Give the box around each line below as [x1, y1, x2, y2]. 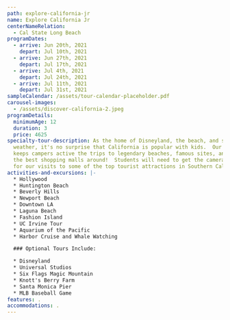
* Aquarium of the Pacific [13, 227, 90, 234]
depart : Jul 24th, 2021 [19, 73, 88, 81]
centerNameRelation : [7, 23, 66, 29]
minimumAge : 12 [13, 118, 57, 125]
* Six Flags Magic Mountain [13, 271, 94, 278]
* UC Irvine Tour [13, 220, 63, 227]
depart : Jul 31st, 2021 [19, 86, 88, 93]
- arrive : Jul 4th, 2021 [13, 67, 84, 74]
